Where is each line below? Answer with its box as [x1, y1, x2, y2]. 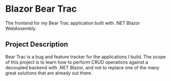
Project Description [5, 40, 68, 49]
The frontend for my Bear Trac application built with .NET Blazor [5, 20, 140, 26]
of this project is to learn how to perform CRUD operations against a [5, 59, 149, 65]
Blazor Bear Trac [5, 3, 77, 15]
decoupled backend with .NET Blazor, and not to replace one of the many [5, 64, 160, 70]
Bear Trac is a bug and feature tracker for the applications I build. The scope [5, 53, 166, 60]
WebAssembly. [5, 25, 37, 31]
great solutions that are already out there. [5, 70, 93, 76]
